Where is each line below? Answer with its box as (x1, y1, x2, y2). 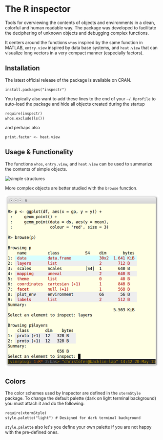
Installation (5, 64, 40, 72)
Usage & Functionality (5, 148, 73, 156)
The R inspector (5, 3, 71, 15)
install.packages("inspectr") (5, 87, 67, 92)
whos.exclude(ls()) (5, 116, 45, 121)
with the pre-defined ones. (5, 429, 59, 435)
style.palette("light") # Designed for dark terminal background (5, 416, 141, 420)
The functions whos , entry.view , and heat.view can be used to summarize (5, 161, 153, 167)
